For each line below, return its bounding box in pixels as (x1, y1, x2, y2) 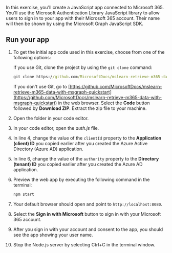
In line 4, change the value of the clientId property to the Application (13, 135, 162, 141)
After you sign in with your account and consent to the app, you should (13, 226, 163, 232)
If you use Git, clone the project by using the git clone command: (13, 64, 153, 71)
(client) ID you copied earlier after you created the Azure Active (13, 140, 148, 146)
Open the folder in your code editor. (13, 115, 89, 121)
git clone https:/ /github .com (13, 74, 78, 79)
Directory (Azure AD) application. (13, 146, 83, 152)
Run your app (6, 35, 50, 44)
